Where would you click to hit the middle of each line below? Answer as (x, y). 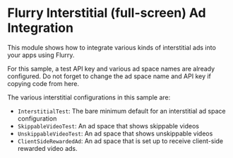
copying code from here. (43, 83)
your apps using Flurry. (41, 55)
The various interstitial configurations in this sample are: (89, 97)
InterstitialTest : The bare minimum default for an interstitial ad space (121, 111)
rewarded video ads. (47, 148)
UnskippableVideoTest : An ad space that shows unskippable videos (115, 133)
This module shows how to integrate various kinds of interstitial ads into (112, 47)
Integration (41, 28)
